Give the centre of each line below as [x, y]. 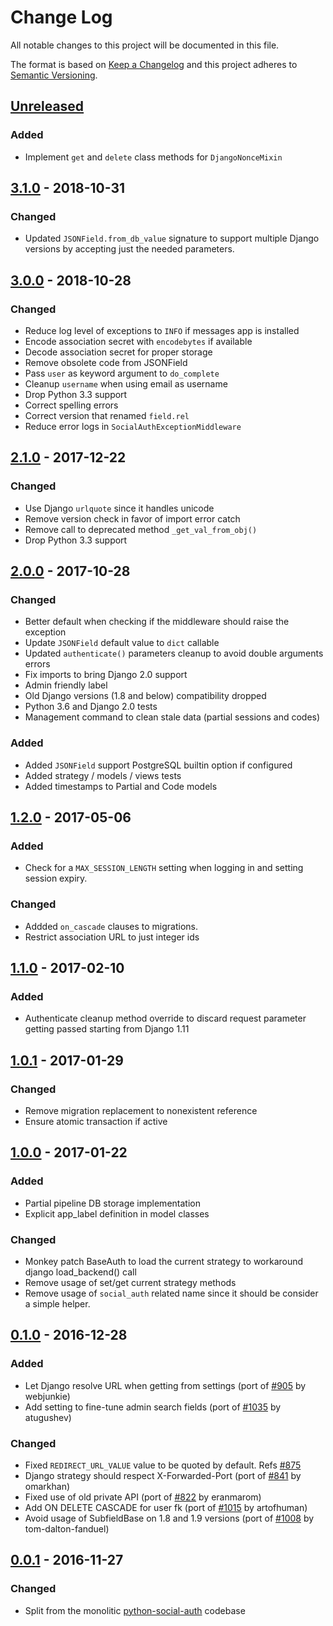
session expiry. [56, 878]
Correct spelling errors [71, 405]
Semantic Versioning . [54, 75]
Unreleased [47, 106]
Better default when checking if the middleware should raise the [157, 622]
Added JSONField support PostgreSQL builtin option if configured [158, 765]
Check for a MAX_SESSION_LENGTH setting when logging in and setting [164, 868]
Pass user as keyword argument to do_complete [122, 373]
